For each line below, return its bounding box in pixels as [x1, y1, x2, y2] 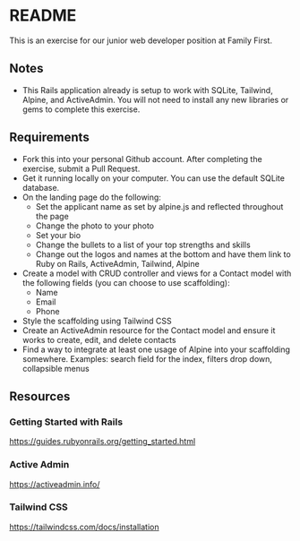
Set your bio [35, 229, 81, 240]
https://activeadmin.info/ [9, 478, 100, 489]
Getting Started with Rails [9, 416, 124, 428]
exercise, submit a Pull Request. [21, 163, 141, 174]
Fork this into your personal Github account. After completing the [21, 153, 262, 164]
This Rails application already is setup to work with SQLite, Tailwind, [21, 84, 273, 95]
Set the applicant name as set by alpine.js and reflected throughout [35, 201, 284, 211]
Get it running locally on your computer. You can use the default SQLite [21, 172, 285, 184]
